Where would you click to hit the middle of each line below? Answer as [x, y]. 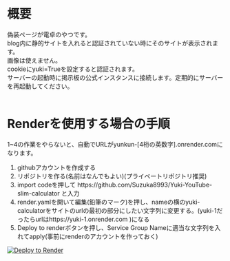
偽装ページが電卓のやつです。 [49, 34]
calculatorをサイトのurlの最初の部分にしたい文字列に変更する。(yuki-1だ [120, 210]
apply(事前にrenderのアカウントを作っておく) [94, 236]
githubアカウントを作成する [56, 167]
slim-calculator [38, 193]
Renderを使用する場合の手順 [88, 124]
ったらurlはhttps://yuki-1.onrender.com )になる [83, 219]
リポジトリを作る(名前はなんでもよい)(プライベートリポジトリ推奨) [112, 176]
